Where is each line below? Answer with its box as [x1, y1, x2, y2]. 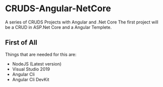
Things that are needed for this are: [5, 51, 77, 57]
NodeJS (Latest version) [12, 61, 62, 66]
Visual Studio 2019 [12, 66, 50, 72]
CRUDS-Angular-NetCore [5, 3, 111, 14]
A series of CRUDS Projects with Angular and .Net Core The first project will [5, 19, 159, 25]
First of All [5, 39, 38, 47]
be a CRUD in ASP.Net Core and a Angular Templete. [5, 24, 112, 30]
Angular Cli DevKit [12, 76, 50, 82]
